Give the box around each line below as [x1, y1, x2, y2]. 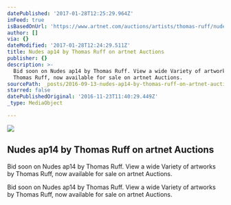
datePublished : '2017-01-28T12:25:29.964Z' [7, 10, 134, 17]
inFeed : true [7, 17, 45, 23]
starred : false [7, 87, 51, 94]
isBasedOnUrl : [7, 23, 48, 30]
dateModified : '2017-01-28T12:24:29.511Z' [7, 42, 131, 49]
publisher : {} [7, 55, 48, 62]
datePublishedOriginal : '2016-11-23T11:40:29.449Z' [7, 94, 158, 100]
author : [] [7, 29, 38, 36]
